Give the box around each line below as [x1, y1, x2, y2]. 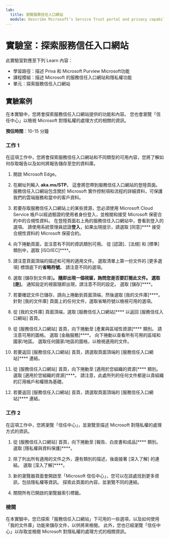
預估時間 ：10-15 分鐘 [6, 128, 49, 134]
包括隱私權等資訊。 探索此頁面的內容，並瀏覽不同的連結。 [22, 479, 142, 485]
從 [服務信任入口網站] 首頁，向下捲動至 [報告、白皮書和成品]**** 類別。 [13, 438, 161, 445]
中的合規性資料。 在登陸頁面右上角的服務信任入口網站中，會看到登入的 [17, 218, 164, 224]
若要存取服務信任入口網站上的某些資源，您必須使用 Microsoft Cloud [13, 205, 153, 211]
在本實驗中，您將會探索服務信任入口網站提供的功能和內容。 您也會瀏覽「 [6, 111, 156, 117]
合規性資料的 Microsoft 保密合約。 [13, 230, 84, 236]
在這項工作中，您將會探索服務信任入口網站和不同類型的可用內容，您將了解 [6, 154, 159, 160]
